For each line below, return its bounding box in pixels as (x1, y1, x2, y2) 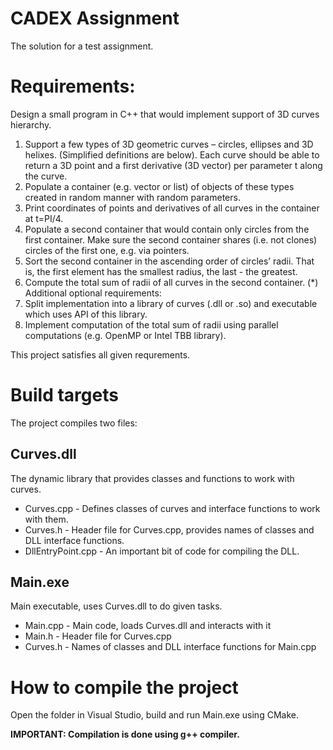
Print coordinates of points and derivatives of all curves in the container (24, 202, 320, 214)
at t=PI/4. (24, 212, 64, 224)
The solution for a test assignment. (10, 40, 154, 52)
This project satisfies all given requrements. (10, 348, 191, 361)
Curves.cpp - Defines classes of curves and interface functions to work (24, 502, 321, 514)
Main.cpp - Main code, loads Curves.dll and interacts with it (24, 620, 272, 632)
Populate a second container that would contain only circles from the (24, 223, 310, 235)
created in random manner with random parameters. (24, 191, 241, 203)
